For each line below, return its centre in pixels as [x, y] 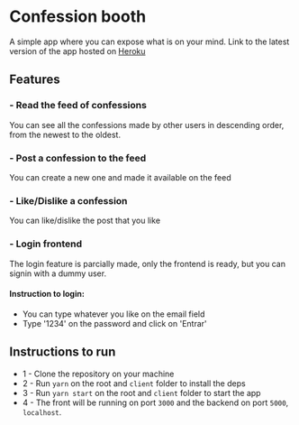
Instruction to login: [47, 294]
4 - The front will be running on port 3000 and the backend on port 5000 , [155, 402]
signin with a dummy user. [58, 273]
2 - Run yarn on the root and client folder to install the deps [134, 383]
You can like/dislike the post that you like [85, 221]
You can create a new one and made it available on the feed [120, 177]
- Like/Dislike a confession [68, 200]
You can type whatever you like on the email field [113, 314]
